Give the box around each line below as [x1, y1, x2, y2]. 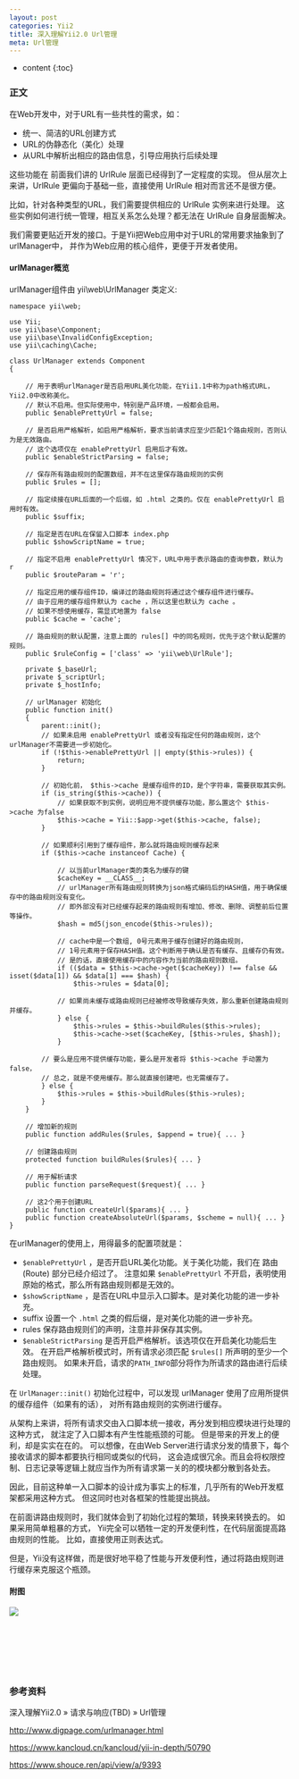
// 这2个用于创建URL [25, 1197, 94, 1206]
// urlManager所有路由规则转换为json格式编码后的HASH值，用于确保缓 [56, 883, 287, 892]
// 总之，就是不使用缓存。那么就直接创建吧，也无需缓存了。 [41, 1073, 233, 1082]
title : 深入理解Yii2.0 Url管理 [9, 29, 118, 38]
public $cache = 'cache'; [25, 614, 122, 624]
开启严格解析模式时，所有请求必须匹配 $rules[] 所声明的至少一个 [47, 1346, 288, 1356]
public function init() [25, 705, 114, 715]
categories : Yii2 [9, 21, 74, 30]
